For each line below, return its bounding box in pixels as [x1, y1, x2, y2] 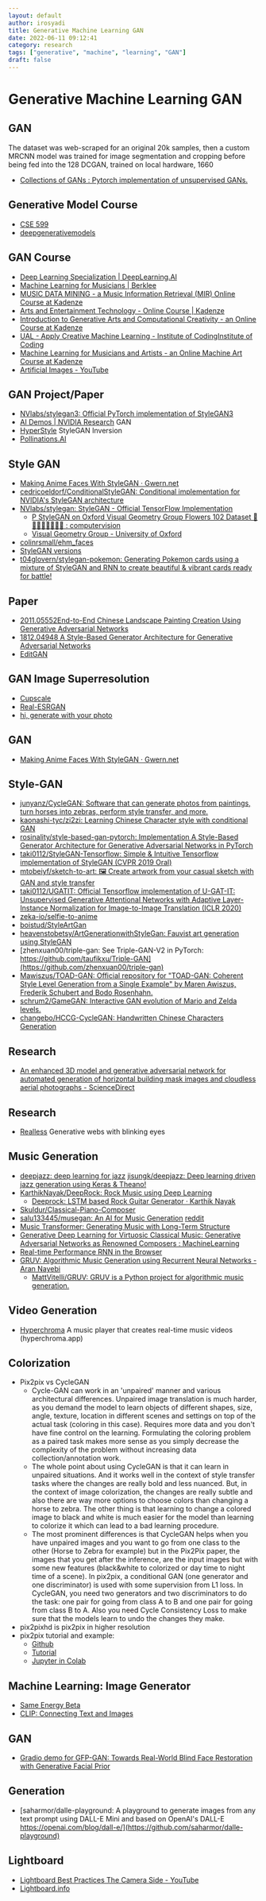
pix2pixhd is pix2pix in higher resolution [19, 1623, 151, 1632]
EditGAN [19, 649, 48, 658]
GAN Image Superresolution [8, 673, 150, 686]
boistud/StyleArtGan [19, 920, 87, 930]
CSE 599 [19, 219, 49, 229]
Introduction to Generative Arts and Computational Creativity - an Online [19, 314, 256, 324]
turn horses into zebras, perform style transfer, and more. [19, 807, 209, 817]
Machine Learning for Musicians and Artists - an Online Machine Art [19, 347, 243, 358]
